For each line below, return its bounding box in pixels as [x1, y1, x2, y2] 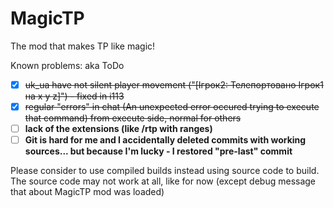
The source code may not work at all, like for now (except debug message [10, 175, 317, 187]
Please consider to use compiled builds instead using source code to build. [10, 165, 320, 177]
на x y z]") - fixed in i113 [24, 90, 125, 102]
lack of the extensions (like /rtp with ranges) [24, 123, 213, 135]
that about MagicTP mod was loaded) [10, 186, 165, 198]
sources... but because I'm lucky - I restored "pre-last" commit [24, 145, 293, 157]
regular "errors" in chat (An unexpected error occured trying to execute [24, 101, 320, 112]
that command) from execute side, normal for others [24, 112, 242, 124]
